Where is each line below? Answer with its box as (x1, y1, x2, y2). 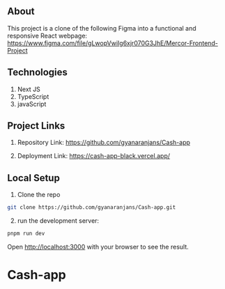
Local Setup (7, 172, 61, 184)
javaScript (17, 100, 47, 108)
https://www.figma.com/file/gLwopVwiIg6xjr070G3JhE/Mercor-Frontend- (7, 38, 218, 47)
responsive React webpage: (7, 31, 88, 40)
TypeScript (17, 92, 49, 100)
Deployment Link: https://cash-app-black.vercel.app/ (17, 152, 171, 160)
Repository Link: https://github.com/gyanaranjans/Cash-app (17, 139, 190, 147)
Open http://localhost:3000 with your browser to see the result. (7, 243, 189, 251)
